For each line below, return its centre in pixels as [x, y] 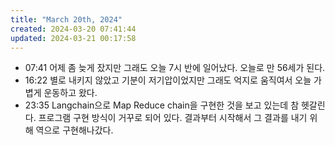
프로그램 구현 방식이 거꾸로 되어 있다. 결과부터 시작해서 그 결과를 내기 [173, 118]
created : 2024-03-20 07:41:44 [73, 29]
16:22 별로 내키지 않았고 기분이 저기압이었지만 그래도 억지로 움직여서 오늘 [168, 80]
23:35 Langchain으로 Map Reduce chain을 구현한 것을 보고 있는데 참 [162, 105]
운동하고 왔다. [70, 93]
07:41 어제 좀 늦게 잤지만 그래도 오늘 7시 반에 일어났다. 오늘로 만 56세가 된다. [175, 68]
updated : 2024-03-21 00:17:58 [73, 38]
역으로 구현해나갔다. [74, 130]
